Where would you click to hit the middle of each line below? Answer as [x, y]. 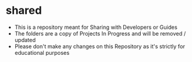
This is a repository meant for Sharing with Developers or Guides [96, 27]
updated [25, 40]
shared [24, 11]
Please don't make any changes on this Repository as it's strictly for [100, 46]
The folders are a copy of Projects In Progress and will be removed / [100, 33]
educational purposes [42, 52]
